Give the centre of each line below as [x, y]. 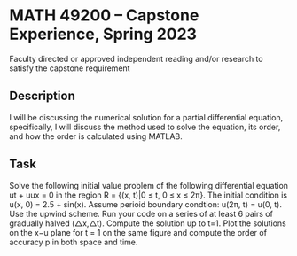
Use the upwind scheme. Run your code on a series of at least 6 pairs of [141, 213]
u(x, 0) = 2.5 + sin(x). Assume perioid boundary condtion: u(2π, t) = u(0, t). [145, 204]
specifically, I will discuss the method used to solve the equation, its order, [145, 127]
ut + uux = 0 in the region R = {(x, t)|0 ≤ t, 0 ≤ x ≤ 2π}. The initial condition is [148, 195]
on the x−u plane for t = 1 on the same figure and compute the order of [138, 232]
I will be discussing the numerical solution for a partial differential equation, [146, 117]
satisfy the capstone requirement [70, 68]
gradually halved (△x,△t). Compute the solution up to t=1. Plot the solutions [148, 223]
